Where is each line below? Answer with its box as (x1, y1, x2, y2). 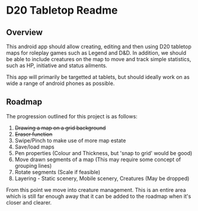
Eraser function (14, 130, 53, 137)
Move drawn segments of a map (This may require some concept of (14, 156, 181, 163)
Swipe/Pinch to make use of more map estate (14, 137, 126, 144)
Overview (6, 27, 43, 37)
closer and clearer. (6, 199, 52, 206)
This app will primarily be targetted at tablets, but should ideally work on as (6, 74, 190, 80)
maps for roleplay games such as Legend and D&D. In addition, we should (6, 49, 187, 56)
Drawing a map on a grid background (14, 124, 106, 131)
